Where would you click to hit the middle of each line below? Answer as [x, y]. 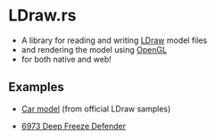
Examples [36, 87]
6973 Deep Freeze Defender [74, 126]
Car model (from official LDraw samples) [96, 109]
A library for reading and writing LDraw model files [114, 40]
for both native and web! [66, 59]
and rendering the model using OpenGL [94, 49]
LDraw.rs [42, 16]
